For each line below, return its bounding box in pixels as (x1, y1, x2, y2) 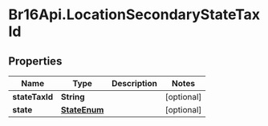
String (60, 92, 86, 102)
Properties (8, 54, 63, 68)
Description (112, 78, 158, 89)
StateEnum (60, 104, 104, 115)
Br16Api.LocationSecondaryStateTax (8, 6, 261, 24)
